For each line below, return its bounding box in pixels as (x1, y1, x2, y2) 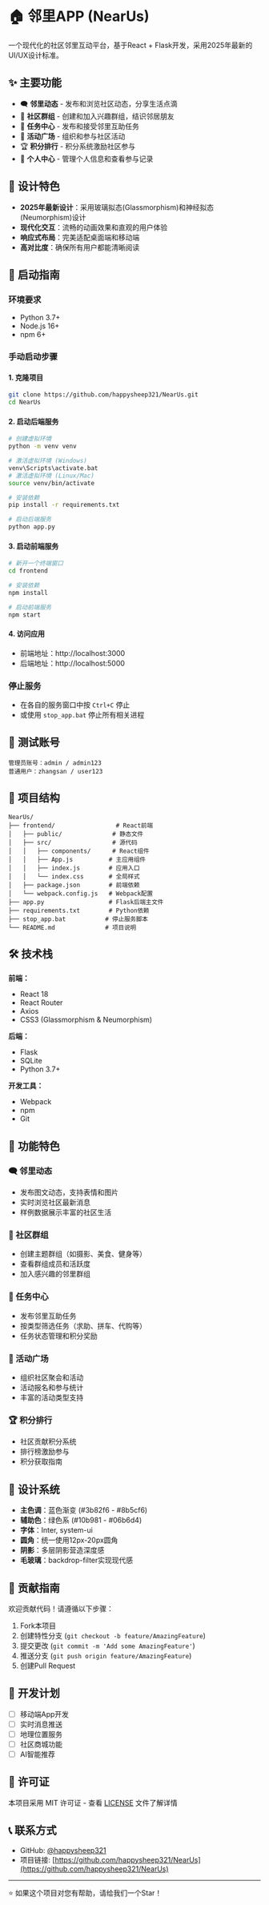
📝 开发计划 (8, 1686, 60, 1700)
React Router (19, 998, 63, 1007)
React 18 (19, 990, 49, 999)
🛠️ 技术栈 (8, 947, 54, 961)
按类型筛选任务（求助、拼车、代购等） (19, 1320, 147, 1330)
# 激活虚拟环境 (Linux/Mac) (8, 472, 94, 480)
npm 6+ (19, 330, 46, 340)
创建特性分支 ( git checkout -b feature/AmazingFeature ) (19, 1630, 206, 1640)
